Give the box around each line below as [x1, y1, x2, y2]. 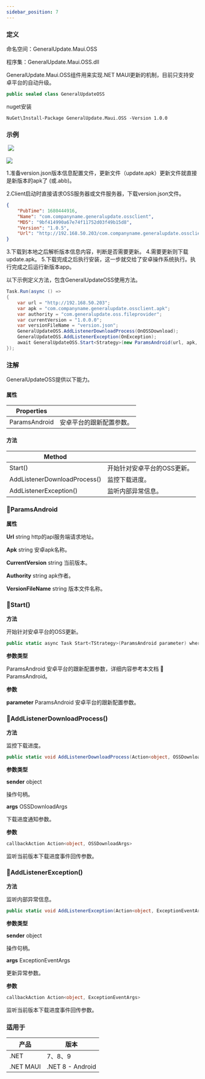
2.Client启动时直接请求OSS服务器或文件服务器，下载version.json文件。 [6, 190, 185, 197]
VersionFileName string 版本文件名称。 [6, 584, 106, 592]
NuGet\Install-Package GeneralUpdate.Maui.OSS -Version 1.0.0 [6, 115, 168, 121]
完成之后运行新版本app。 [11, 263, 75, 271]
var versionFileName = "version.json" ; [17, 322, 119, 329]
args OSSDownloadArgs [6, 803, 68, 810]
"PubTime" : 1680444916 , [17, 208, 78, 214]
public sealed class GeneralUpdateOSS [6, 91, 105, 97]
